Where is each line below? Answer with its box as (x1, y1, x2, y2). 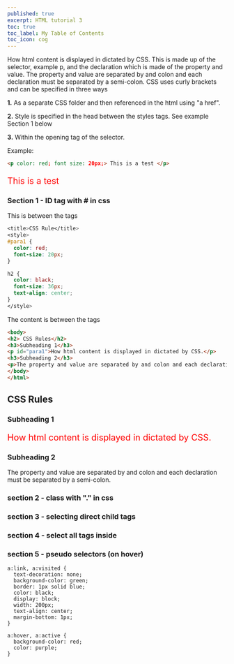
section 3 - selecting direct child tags (7, 512, 136, 522)
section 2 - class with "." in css (7, 493, 114, 503)
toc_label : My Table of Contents (7, 29, 104, 37)
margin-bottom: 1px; (13, 614, 73, 621)
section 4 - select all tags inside (7, 531, 117, 540)
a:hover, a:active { (7, 633, 68, 640)
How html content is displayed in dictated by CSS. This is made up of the (7, 55, 216, 64)
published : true (7, 10, 54, 17)
